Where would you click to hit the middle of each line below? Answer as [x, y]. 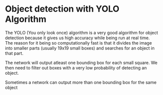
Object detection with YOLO [62, 9]
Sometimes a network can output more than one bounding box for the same [81, 82]
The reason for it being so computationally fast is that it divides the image [78, 43]
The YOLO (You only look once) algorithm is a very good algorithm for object [82, 32]
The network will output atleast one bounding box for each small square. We [81, 63]
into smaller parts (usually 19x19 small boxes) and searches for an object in [80, 48]
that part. [14, 53]
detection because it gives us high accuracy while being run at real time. [77, 38]
